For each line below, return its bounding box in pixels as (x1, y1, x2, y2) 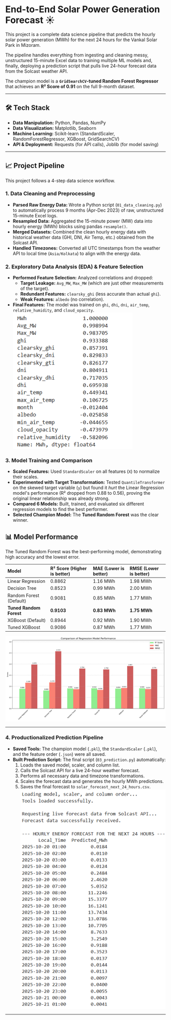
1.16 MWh (93, 578, 116, 584)
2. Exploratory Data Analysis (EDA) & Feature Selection (5, 263, 144, 270)
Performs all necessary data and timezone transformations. (20, 773, 145, 779)
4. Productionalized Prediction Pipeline (5, 734, 103, 741)
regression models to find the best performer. (12, 506, 108, 513)
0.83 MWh (93, 607, 116, 614)
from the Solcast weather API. (5, 68, 68, 74)
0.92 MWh (93, 617, 116, 624)
